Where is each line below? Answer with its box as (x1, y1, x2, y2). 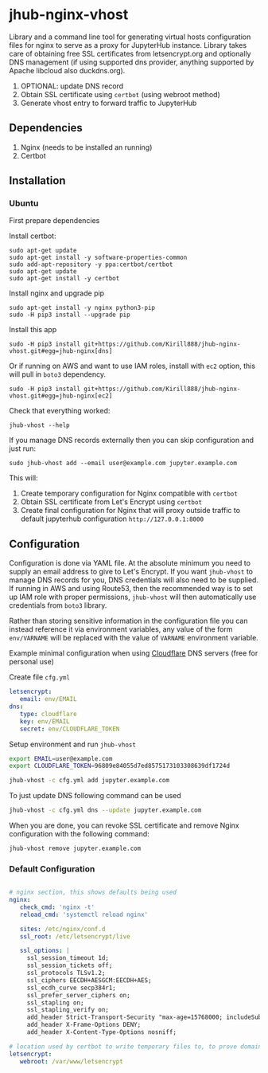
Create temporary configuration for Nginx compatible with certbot (20, 488, 238, 499)
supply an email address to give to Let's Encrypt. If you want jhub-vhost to (9, 567, 254, 577)
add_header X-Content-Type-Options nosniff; (26, 1028, 177, 1036)
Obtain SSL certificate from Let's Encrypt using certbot (20, 497, 202, 507)
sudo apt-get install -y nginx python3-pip (9, 304, 156, 312)
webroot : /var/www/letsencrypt (19, 1057, 124, 1065)
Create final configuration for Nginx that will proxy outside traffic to (20, 506, 241, 515)
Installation (9, 174, 66, 188)
